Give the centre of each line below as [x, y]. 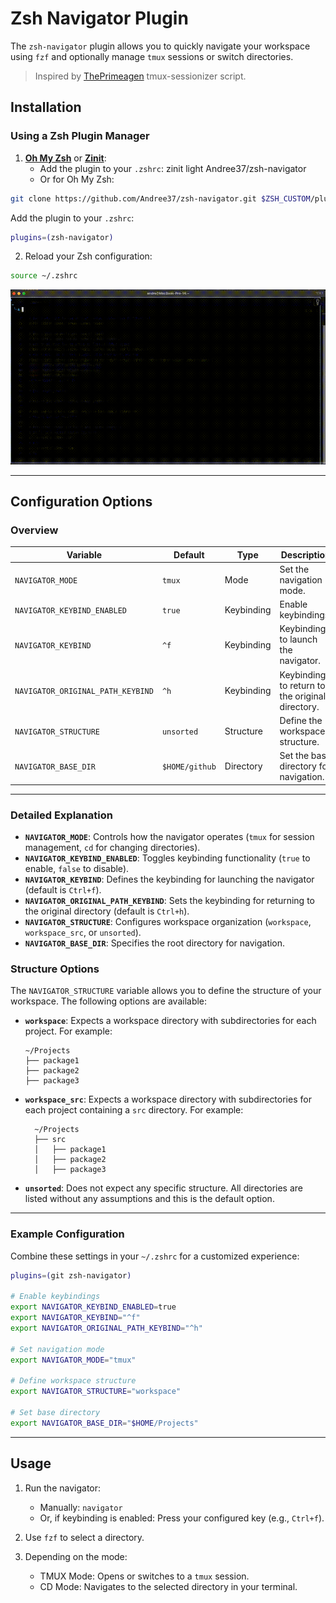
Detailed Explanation [61, 815]
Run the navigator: [63, 1488]
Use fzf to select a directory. [84, 1537]
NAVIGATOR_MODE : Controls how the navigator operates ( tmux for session [169, 837]
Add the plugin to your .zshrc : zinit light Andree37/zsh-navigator [173, 168]
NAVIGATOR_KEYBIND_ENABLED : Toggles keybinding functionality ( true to [167, 858]
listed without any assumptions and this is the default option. [149, 1199]
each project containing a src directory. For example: [134, 1110]
